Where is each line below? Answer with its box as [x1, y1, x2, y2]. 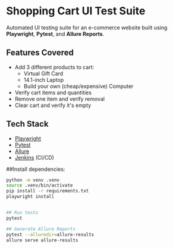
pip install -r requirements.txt [6, 188, 89, 194]
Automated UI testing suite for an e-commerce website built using [6, 24, 168, 31]
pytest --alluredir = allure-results [6, 231, 95, 237]
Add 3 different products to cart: [14, 63, 95, 71]
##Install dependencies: [6, 166, 65, 173]
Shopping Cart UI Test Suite [6, 4, 146, 18]
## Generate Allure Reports [6, 226, 76, 232]
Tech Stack [6, 119, 49, 129]
